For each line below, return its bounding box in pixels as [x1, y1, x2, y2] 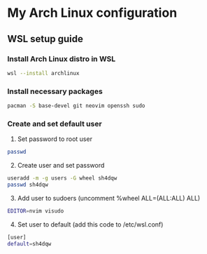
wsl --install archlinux [7, 69, 80, 76]
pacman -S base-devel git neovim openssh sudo [7, 102, 145, 109]
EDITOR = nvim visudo [7, 207, 64, 215]
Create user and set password [17, 161, 105, 170]
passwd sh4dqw [7, 181, 49, 188]
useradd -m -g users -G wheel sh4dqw [7, 175, 117, 182]
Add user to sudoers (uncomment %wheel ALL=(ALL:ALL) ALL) [17, 194, 201, 202]
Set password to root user [17, 135, 93, 143]
